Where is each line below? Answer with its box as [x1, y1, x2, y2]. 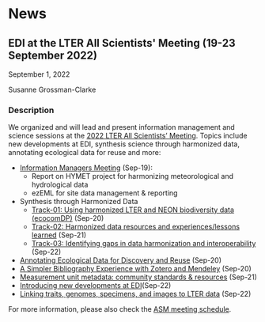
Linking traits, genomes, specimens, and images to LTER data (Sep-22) [19, 290, 252, 299]
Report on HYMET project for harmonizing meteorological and [31, 172, 234, 181]
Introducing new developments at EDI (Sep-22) [19, 281, 172, 290]
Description [8, 104, 55, 116]
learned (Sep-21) [31, 230, 87, 240]
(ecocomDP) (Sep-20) [31, 214, 104, 223]
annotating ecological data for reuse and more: [8, 148, 161, 157]
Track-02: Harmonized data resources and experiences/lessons [31, 222, 240, 232]
